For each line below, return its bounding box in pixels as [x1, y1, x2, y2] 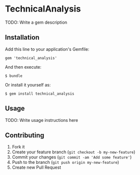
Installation [5, 33, 40, 42]
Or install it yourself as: [5, 82, 51, 87]
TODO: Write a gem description [5, 19, 68, 25]
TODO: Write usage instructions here [5, 117, 78, 123]
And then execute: [5, 64, 42, 70]
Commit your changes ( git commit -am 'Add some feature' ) [12, 154, 132, 160]
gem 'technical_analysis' [5, 56, 57, 60]
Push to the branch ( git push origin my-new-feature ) [12, 160, 119, 165]
